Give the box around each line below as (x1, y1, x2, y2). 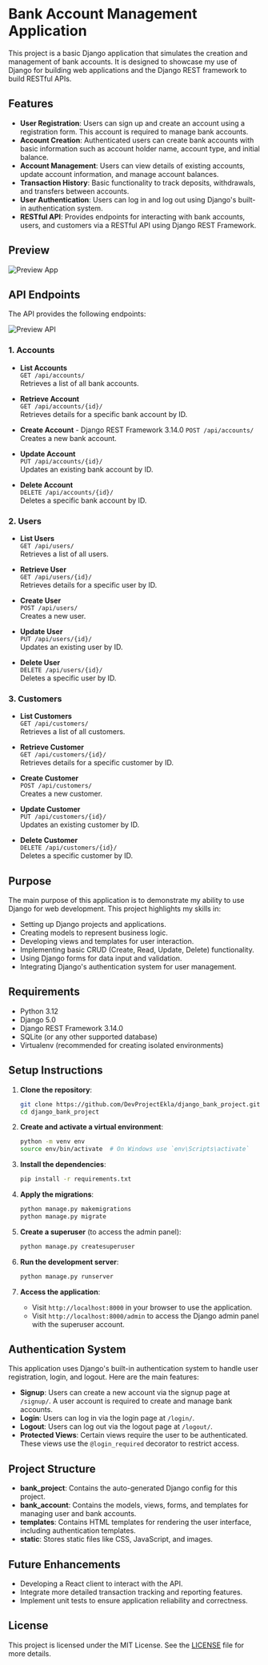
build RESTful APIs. (8, 74, 72, 83)
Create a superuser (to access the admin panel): (19, 1226, 182, 1237)
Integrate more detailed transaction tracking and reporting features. (19, 1587, 243, 1597)
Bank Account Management (8, 5, 198, 23)
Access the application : (19, 1286, 101, 1297)
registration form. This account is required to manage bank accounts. (19, 126, 249, 136)
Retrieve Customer (19, 742, 85, 752)
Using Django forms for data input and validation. (19, 953, 182, 963)
